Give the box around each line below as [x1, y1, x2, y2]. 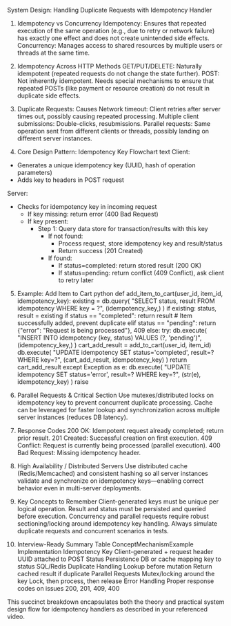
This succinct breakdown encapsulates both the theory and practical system [7, 598, 225, 606]
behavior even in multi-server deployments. [17, 484, 141, 492]
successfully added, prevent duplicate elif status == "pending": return [17, 319, 217, 327]
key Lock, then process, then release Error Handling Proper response [17, 577, 214, 585]
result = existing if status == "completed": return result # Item [17, 311, 193, 320]
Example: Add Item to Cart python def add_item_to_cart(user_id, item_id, [17, 290, 223, 297]
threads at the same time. [17, 48, 90, 57]
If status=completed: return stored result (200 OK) [58, 261, 202, 269]
